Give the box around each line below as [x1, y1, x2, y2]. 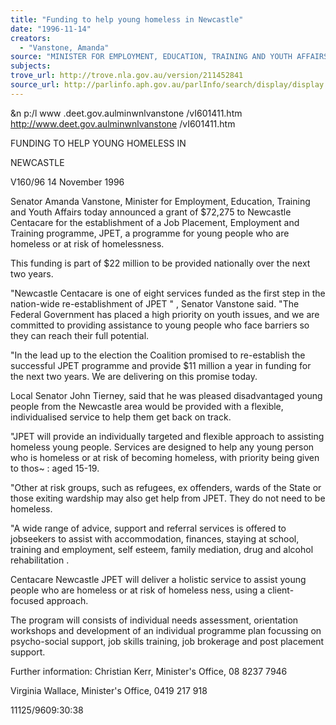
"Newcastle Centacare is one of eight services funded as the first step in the [10, 287, 326, 299]
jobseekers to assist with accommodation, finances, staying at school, [10, 532, 300, 545]
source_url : [10, 80, 60, 90]
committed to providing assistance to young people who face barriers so [10, 319, 310, 331]
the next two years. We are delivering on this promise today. [10, 370, 258, 382]
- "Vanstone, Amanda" [19, 42, 110, 53]
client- [267, 584, 295, 596]
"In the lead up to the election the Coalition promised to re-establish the [10, 349, 306, 361]
